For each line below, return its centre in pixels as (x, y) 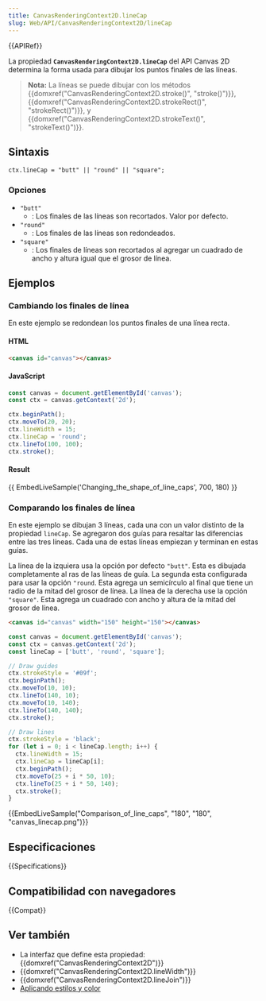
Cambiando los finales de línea (69, 305)
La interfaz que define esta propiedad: (82, 954)
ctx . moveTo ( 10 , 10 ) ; (42, 688)
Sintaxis (29, 152)
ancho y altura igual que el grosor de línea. (102, 258)
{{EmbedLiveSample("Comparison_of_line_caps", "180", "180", (110, 814)
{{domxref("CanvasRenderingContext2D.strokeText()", (116, 118)
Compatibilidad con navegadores (92, 891)
